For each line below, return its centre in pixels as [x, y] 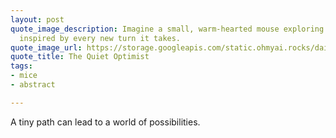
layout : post [37, 19]
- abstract [33, 85]
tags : [21, 66]
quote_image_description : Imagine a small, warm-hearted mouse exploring [167, 29]
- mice [24, 76]
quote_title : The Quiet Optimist [80, 57]
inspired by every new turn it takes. [100, 38]
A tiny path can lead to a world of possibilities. [105, 122]
